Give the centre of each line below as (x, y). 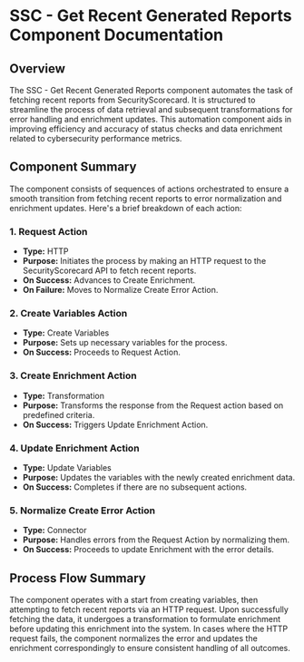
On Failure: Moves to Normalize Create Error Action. (120, 290)
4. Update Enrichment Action (74, 448)
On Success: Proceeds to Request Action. (102, 352)
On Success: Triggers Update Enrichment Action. (115, 424)
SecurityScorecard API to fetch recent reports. (109, 271)
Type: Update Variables (67, 467)
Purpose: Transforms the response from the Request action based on (153, 405)
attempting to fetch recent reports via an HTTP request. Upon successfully (149, 609)
